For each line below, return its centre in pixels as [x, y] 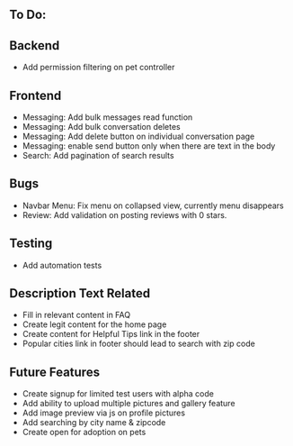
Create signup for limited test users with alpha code [118, 394]
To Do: [28, 15]
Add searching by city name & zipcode [94, 423]
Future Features [55, 372]
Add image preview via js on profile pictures [104, 413]
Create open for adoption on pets [84, 432]
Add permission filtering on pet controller [98, 68]
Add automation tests [62, 265]
